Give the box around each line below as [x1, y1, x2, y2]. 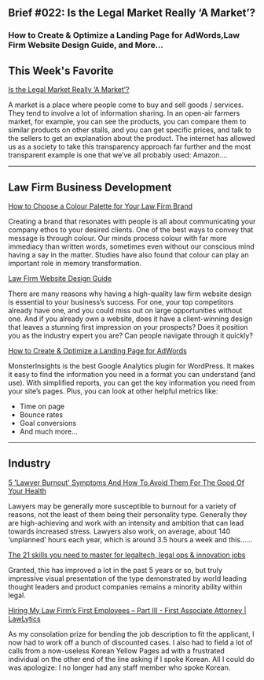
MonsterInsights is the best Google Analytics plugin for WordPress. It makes [8, 361, 255, 371]
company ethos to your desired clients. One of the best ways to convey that [8, 224, 254, 235]
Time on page [19, 401, 65, 411]
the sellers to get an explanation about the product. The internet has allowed [8, 134, 255, 143]
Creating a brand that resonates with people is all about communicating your [8, 216, 256, 226]
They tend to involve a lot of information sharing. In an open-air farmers [8, 109, 240, 118]
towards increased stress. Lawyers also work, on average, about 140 [8, 527, 231, 536]
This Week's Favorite [8, 64, 114, 77]
